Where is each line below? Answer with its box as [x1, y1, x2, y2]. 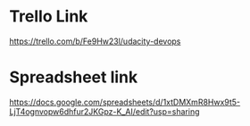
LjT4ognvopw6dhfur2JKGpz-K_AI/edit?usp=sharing [9, 105, 200, 117]
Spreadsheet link [9, 67, 138, 88]
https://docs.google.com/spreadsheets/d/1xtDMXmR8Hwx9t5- [9, 97, 241, 107]
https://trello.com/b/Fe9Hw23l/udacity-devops [9, 36, 181, 46]
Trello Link [9, 6, 88, 27]
